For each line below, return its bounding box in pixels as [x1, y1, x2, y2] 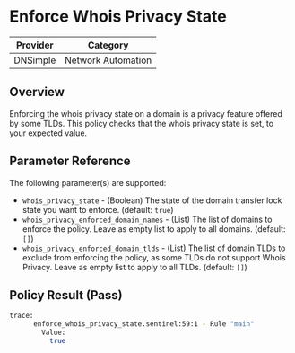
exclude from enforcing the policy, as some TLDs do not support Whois [22, 252, 286, 262]
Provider [16, 39, 54, 51]
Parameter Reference [9, 154, 132, 169]
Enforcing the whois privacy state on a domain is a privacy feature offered [9, 108, 282, 119]
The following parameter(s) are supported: [9, 177, 167, 188]
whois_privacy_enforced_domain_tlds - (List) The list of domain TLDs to [22, 243, 286, 253]
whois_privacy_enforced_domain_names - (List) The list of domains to [22, 214, 273, 225]
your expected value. [9, 128, 88, 138]
